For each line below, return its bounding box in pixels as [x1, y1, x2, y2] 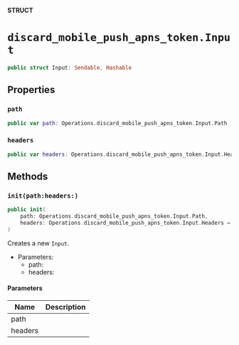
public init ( [7, 206, 46, 213]
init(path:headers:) [7, 191, 79, 200]
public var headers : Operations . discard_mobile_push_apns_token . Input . [7, 151, 224, 158]
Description [45, 302, 86, 312]
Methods [7, 170, 48, 182]
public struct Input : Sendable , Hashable [7, 64, 132, 71]
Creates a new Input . [7, 238, 70, 248]
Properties [7, 84, 55, 96]
